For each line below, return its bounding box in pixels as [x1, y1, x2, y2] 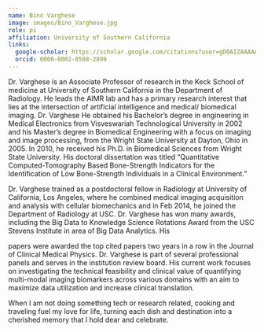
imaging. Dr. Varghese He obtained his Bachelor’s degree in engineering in [8, 110, 249, 120]
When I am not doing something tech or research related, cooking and [8, 298, 236, 308]
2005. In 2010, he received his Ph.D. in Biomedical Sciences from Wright [8, 143, 242, 153]
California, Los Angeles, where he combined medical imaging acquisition [8, 192, 244, 201]
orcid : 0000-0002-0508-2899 [15, 56, 108, 64]
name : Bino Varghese [8, 11, 76, 20]
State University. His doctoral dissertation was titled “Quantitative [8, 152, 220, 161]
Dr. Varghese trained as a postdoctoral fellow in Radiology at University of [8, 184, 247, 194]
